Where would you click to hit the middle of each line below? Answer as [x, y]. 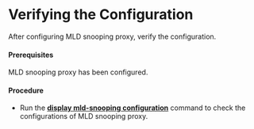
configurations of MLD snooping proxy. [84, 116]
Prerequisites [31, 55]
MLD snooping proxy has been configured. [78, 72]
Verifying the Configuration [101, 15]
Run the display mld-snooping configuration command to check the [133, 108]
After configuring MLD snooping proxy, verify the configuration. [112, 36]
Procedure [26, 90]
